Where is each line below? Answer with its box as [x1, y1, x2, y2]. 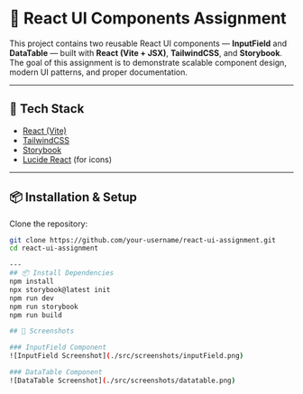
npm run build [9, 310, 63, 319]
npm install [9, 277, 54, 287]
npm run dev [9, 293, 54, 303]
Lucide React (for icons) [22, 153, 113, 165]
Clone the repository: [9, 218, 88, 229]
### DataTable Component [9, 368, 103, 377]
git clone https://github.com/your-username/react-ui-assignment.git [9, 235, 277, 244]
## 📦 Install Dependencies [9, 269, 115, 278]
